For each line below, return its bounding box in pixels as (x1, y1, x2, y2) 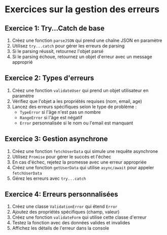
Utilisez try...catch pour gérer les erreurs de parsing (12, 43, 125, 49)
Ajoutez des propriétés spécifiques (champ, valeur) (12, 209, 120, 215)
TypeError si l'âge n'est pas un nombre (19, 109, 101, 115)
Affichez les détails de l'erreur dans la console (12, 225, 110, 231)
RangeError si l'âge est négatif (19, 114, 83, 120)
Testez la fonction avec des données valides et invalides (12, 220, 130, 226)
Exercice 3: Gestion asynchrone (5, 135, 108, 143)
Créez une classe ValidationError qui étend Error (12, 203, 118, 210)
